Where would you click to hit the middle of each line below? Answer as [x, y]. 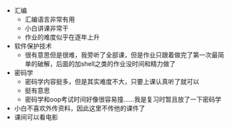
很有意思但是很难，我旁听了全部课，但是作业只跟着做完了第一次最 [121, 55]
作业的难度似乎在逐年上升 [62, 37]
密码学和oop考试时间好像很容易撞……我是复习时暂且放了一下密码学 [123, 99]
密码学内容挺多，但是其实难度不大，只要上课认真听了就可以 [112, 81]
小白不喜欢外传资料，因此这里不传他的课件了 [80, 108]
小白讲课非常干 [47, 28]
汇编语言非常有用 [50, 19]
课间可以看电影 [36, 117]
